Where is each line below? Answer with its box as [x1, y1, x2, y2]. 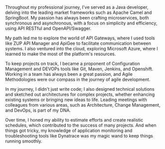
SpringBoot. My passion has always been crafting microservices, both [5, 15, 150, 20]
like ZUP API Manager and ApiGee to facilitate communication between [5, 40, 151, 46]
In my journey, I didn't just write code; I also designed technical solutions [5, 86, 155, 92]
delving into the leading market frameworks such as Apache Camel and [5, 9, 152, 15]
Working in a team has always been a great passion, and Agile [5, 71, 133, 77]
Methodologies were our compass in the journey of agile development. [5, 77, 151, 82]
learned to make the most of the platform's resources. [5, 51, 116, 57]
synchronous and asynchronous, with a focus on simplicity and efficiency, [5, 20, 158, 26]
